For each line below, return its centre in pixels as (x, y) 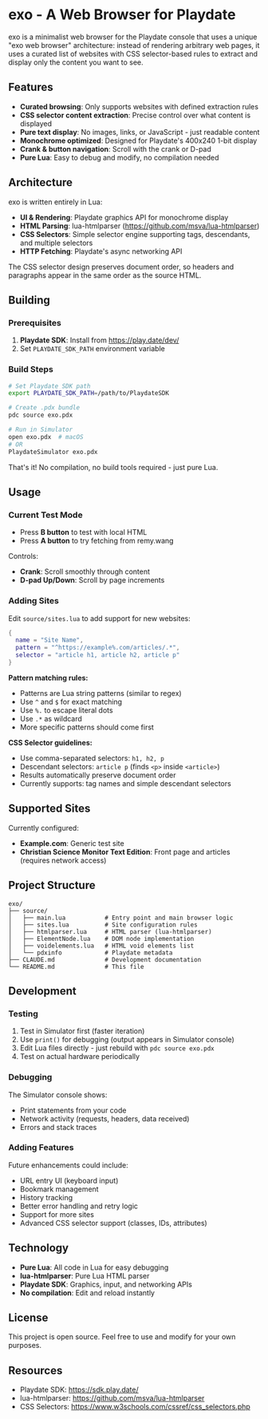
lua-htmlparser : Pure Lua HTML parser (85, 1275)
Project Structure (52, 885)
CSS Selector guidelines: (51, 742)
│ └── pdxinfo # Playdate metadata (91, 953)
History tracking (46, 1197)
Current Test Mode (45, 515)
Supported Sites (49, 809)
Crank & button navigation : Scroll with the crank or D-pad (115, 148)
